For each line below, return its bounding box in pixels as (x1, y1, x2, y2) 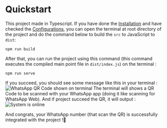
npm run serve (5, 70, 36, 76)
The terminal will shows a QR (93, 85, 154, 91)
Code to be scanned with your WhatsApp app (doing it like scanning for (5, 90, 155, 96)
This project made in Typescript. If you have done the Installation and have (5, 20, 162, 27)
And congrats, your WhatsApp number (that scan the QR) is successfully (5, 111, 158, 117)
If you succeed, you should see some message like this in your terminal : (5, 80, 158, 86)
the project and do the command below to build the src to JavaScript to (5, 31, 155, 37)
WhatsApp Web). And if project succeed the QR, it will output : (5, 96, 136, 102)
